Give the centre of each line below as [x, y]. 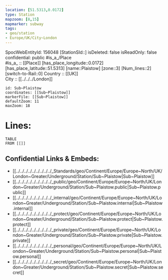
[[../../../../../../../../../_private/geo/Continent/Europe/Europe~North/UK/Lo [87, 230]
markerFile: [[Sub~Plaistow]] [37, 97]
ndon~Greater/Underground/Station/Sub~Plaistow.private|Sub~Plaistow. [87, 235]
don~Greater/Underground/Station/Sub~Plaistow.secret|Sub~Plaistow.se [88, 267]
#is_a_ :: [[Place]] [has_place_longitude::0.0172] [54, 63]
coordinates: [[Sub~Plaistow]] [38, 92]
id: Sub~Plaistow [23, 88]
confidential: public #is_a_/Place [38, 57]
